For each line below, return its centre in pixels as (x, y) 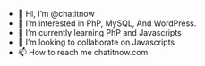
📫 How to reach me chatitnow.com (83, 52)
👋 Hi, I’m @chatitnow (56, 14)
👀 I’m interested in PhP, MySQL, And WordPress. (107, 23)
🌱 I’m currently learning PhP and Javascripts (99, 33)
